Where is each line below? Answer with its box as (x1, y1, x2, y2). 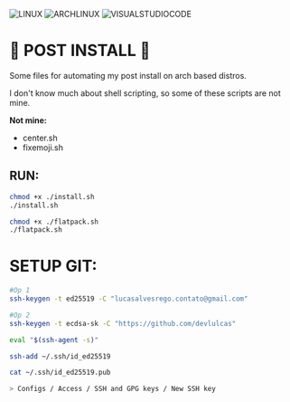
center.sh (22, 132, 58, 143)
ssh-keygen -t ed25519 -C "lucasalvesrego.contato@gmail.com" (9, 294, 248, 303)
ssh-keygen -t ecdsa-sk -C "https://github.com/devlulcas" (9, 319, 237, 328)
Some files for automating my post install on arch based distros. (9, 70, 247, 81)
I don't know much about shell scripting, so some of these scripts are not (9, 87, 282, 99)
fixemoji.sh (22, 141, 63, 153)
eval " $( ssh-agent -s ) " (9, 335, 99, 344)
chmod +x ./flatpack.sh (9, 217, 99, 226)
